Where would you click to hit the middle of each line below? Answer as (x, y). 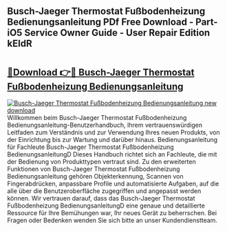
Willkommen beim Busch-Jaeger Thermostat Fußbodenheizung (97, 118)
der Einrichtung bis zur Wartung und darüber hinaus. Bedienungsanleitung (112, 140)
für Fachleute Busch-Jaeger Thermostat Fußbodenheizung (90, 147)
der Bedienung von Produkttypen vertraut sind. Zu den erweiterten (101, 162)
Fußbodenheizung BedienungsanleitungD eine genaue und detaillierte (106, 205)
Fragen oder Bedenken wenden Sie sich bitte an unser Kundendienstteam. (112, 220)
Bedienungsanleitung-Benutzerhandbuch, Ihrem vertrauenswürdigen (105, 125)
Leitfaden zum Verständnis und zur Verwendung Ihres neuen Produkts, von (113, 132)
